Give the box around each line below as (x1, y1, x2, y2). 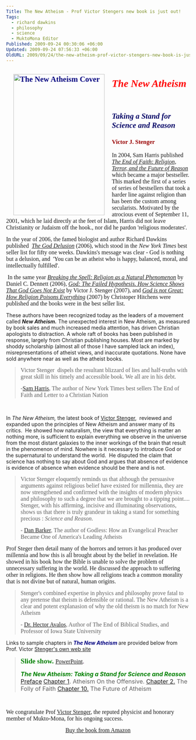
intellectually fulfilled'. (6, 261, 60, 269)
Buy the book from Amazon (65, 727, 131, 734)
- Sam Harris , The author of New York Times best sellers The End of (20, 384, 180, 392)
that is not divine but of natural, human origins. (6, 577, 117, 585)
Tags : (6, 14, 19, 20)
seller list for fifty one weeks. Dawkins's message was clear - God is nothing (6, 249, 185, 256)
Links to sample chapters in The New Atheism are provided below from (6, 639, 178, 646)
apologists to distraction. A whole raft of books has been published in (6, 330, 173, 337)
